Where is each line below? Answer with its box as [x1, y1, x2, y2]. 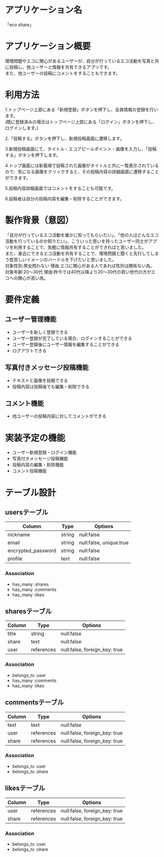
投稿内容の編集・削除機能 [12, 462, 64, 468]
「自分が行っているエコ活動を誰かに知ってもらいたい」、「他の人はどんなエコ [5, 232, 159, 238]
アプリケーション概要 [5, 41, 91, 52]
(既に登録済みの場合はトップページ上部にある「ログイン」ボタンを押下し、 [5, 119, 157, 124]
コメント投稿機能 [12, 468, 47, 474]
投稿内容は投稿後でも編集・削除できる [12, 383, 90, 389]
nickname [7, 531, 30, 538]
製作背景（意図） [5, 215, 74, 226]
